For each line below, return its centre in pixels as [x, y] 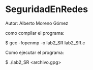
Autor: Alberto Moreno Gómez [37, 23]
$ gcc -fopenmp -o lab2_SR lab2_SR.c [45, 43]
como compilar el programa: [35, 33]
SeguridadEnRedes [46, 9]
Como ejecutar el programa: [35, 52]
